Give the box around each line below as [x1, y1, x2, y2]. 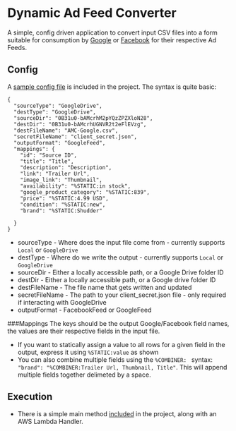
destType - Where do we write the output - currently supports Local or [17, 253, 224, 262]
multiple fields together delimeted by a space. [17, 370, 151, 379]
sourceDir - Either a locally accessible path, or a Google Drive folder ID [17, 268, 224, 277]
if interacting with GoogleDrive [17, 298, 107, 306]
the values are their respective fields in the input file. [7, 327, 160, 335]
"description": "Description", [20, 164, 112, 171]
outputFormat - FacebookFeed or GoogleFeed [17, 305, 152, 314]
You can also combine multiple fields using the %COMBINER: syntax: [17, 355, 213, 364]
